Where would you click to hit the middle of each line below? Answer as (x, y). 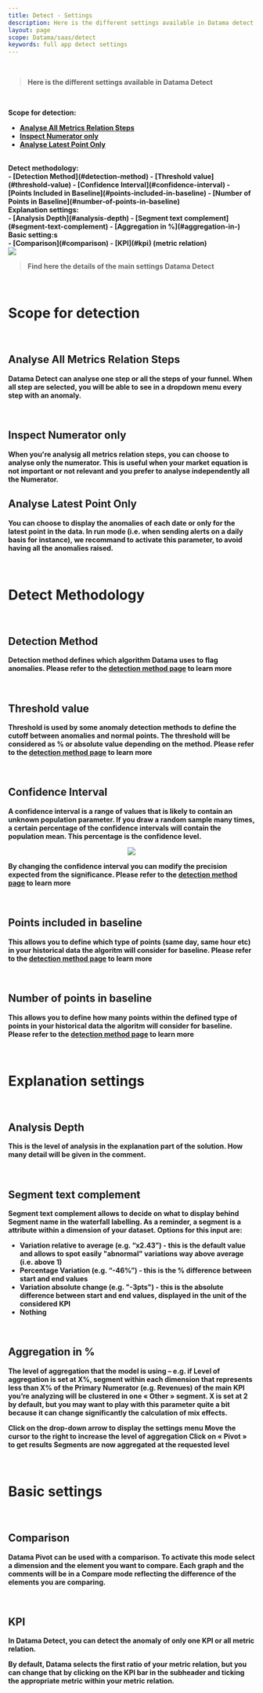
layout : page (29, 30)
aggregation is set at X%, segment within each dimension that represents (130, 1379)
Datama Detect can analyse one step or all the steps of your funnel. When (130, 379)
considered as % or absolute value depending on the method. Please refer (131, 744)
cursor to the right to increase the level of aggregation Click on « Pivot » (128, 1436)
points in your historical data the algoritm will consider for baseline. (120, 1025)
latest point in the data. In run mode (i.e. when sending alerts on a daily (126, 531)
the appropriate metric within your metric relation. (91, 1681)
